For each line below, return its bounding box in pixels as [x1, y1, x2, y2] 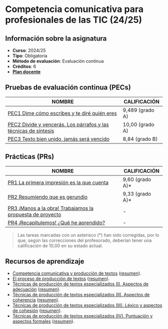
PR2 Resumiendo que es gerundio [7, 193, 88, 200]
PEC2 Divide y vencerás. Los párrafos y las [7, 121, 109, 128]
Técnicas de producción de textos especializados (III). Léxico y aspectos [12, 302, 162, 308]
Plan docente [12, 69, 41, 75]
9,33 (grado [122, 190, 151, 197]
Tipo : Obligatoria [12, 53, 47, 59]
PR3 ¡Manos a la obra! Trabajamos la [7, 205, 94, 212]
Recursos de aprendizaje [5, 257, 84, 266]
